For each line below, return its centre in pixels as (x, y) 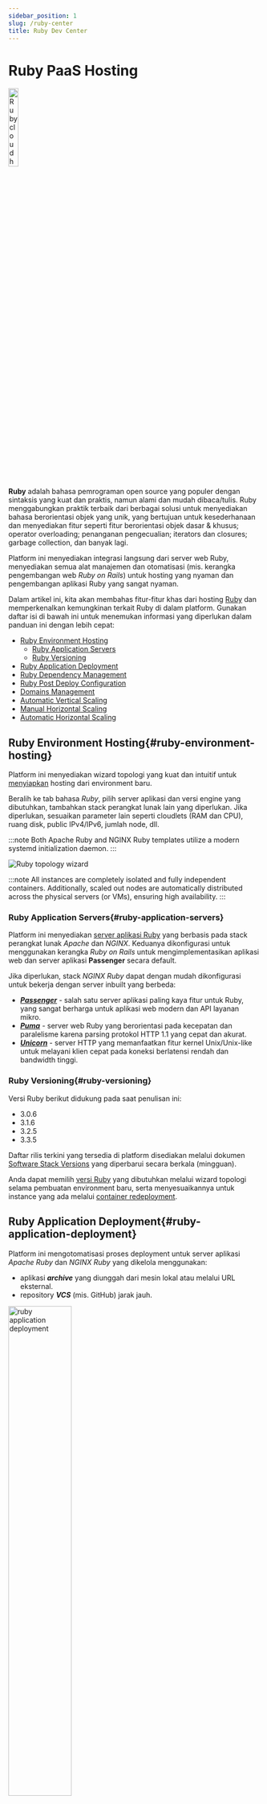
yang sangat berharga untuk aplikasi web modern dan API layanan (129, 1008)
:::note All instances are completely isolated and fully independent (117, 880)
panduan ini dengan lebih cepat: (61, 625)
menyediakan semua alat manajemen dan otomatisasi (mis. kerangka (122, 567)
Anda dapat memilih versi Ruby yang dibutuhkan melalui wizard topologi (127, 1179)
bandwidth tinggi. (49, 1060)
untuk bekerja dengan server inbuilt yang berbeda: (92, 984)
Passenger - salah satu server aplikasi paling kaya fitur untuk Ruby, (132, 1000)
